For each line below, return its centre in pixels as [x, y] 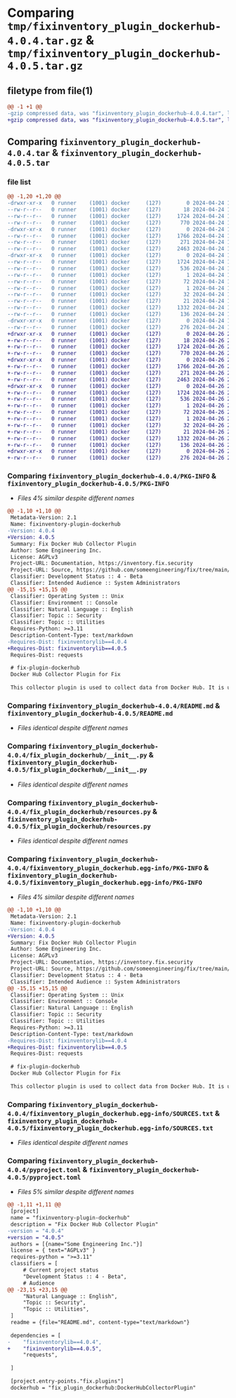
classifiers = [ [34, 1264]
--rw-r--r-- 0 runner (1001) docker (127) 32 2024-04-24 [116, 295]
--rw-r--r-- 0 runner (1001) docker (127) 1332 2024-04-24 [116, 308]
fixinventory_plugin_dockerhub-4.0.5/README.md [90, 713]
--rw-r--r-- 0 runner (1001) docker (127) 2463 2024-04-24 [116, 249]
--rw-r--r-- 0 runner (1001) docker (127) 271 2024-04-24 [116, 242]
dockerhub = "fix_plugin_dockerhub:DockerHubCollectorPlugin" [103, 1387]
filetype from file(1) [50, 90]
